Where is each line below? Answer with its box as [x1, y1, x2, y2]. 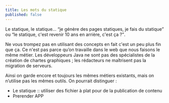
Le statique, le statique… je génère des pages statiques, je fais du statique [5, 26, 162, 32]
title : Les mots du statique [5, 7, 67, 13]
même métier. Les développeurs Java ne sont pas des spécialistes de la [5, 51, 155, 58]
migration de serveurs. [5, 63, 53, 69]
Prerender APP [12, 93, 44, 99]
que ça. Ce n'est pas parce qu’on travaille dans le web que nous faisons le [5, 46, 160, 53]
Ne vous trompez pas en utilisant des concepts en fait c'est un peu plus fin [5, 41, 161, 47]
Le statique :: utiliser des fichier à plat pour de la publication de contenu [12, 87, 162, 93]
